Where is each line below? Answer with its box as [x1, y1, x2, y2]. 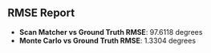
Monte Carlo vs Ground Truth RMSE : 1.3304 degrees [18, 36, 197, 45]
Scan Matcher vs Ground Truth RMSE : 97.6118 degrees [18, 27, 203, 36]
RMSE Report [7, 6, 75, 20]
